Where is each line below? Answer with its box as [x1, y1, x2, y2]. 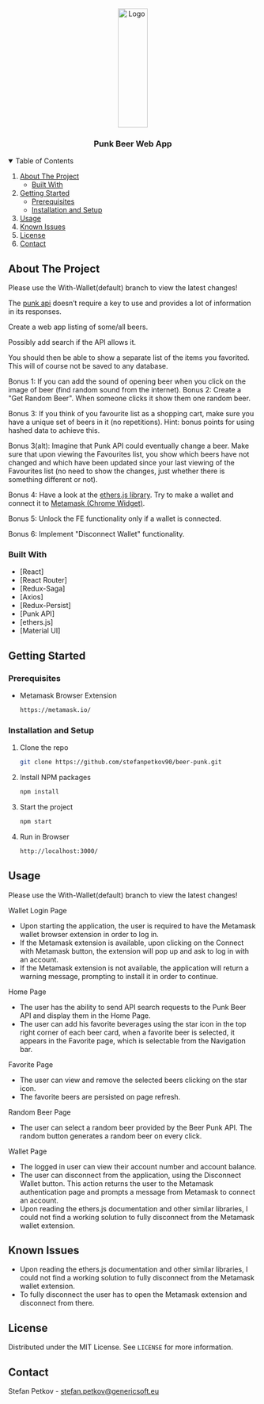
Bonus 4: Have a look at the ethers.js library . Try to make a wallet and [8, 490, 235, 499]
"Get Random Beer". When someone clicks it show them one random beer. [8, 393, 251, 404]
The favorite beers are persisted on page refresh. [19, 1092, 181, 1101]
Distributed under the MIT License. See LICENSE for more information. [8, 1342, 233, 1352]
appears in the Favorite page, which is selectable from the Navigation [19, 1035, 247, 1046]
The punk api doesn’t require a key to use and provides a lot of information [8, 298, 251, 308]
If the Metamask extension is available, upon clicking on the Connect [19, 938, 244, 947]
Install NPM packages [19, 773, 91, 782]
